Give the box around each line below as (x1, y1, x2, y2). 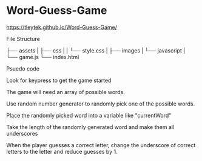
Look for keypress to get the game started (6, 77, 112, 84)
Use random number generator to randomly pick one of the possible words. (6, 100, 195, 107)
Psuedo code (6, 65, 39, 72)
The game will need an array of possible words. (6, 88, 126, 95)
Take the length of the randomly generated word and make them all (6, 123, 175, 130)
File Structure (6, 35, 41, 42)
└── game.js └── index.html (6, 53, 79, 60)
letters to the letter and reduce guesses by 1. (6, 148, 118, 155)
